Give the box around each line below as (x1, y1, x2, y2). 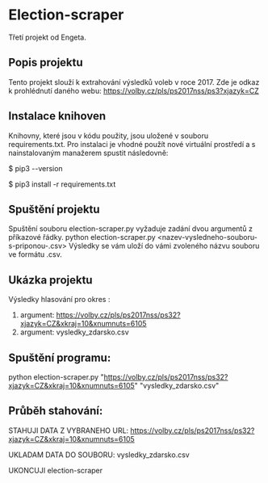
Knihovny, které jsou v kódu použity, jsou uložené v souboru (8, 131, 208, 141)
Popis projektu (8, 56, 83, 69)
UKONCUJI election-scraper (8, 465, 103, 475)
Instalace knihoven (8, 109, 107, 123)
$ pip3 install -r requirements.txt (8, 179, 116, 189)
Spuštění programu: (8, 351, 111, 364)
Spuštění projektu (8, 202, 100, 216)
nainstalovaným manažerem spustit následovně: (8, 148, 169, 157)
